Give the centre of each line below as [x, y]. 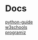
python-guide [19, 22]
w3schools [16, 27]
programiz [16, 32]
